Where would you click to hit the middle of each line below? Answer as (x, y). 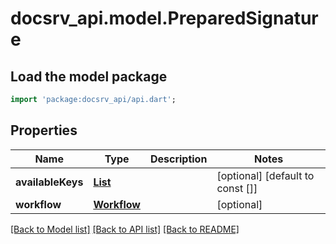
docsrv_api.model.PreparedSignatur (164, 18)
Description (178, 159)
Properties (44, 130)
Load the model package (89, 76)
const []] (237, 188)
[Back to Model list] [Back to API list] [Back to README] (125, 229)
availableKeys (49, 182)
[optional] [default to (265, 175)
